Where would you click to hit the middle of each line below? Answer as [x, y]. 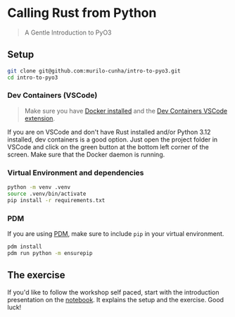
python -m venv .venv [39, 187]
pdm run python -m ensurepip [50, 253]
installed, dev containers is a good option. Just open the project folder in [113, 139]
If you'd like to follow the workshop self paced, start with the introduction [113, 292]
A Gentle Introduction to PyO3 [68, 32]
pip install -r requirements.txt [56, 200]
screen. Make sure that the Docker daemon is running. [86, 154]
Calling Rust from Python [82, 13]
